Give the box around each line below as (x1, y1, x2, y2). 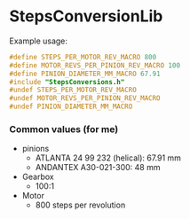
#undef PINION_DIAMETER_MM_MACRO (9, 102, 133, 112)
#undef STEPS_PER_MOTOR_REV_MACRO (9, 86, 138, 95)
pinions (21, 144, 50, 154)
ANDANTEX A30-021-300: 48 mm (35, 162, 161, 173)
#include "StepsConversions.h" (9, 77, 125, 86)
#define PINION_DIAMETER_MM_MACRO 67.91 (9, 69, 162, 78)
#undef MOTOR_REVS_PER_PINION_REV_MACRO (9, 94, 162, 103)
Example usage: (9, 35, 68, 46)
